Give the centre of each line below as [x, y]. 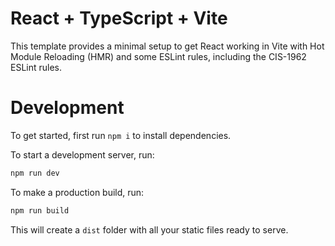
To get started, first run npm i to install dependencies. [121, 135]
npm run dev [35, 173]
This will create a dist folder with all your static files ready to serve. [149, 229]
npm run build [40, 210]
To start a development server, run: [82, 154]
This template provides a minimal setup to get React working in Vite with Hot [167, 46]
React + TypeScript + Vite [119, 18]
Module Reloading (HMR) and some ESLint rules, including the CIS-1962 [158, 56]
